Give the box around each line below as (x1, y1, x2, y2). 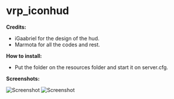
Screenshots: (6, 75, 40, 82)
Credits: (6, 23, 26, 30)
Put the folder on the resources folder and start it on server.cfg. (14, 63, 169, 71)
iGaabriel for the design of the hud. (14, 35, 100, 42)
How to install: (6, 52, 42, 59)
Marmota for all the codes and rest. (14, 41, 101, 48)
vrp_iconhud (6, 4, 69, 18)
